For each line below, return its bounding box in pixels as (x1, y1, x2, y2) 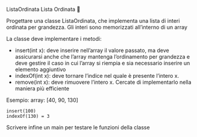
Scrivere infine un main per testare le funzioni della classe (6, 124, 150, 131)
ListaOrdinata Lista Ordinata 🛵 (6, 6, 81, 13)
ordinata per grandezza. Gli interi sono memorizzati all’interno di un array (6, 24, 188, 31)
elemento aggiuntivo (14, 66, 66, 73)
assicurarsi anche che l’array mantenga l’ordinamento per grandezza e (14, 53, 190, 60)
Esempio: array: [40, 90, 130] (6, 96, 78, 103)
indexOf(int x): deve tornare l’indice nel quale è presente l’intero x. (14, 72, 180, 79)
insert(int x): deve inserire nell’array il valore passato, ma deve (14, 47, 170, 54)
